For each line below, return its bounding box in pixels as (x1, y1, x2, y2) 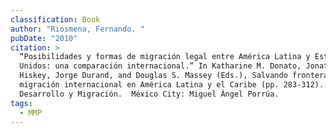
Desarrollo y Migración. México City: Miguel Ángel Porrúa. (19, 89, 280, 99)
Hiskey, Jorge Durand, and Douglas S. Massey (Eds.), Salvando (19, 71, 288, 81)
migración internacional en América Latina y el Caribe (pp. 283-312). (19, 80, 325, 90)
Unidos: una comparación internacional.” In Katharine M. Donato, (19, 61, 302, 71)
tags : (10, 98, 33, 108)
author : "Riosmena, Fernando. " (10, 24, 145, 34)
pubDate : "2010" (10, 33, 78, 43)
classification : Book (10, 14, 101, 25)
